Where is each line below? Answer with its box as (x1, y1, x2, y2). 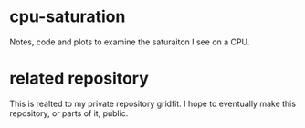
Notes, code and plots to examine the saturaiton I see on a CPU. (9, 36, 250, 47)
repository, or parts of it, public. (9, 107, 129, 119)
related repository (9, 68, 149, 89)
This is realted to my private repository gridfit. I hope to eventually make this (9, 98, 297, 109)
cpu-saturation (9, 6, 126, 27)
